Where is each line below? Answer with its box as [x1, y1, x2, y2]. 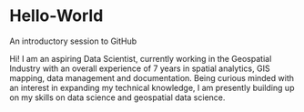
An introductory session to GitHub [9, 36, 137, 46]
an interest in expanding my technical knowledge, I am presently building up [9, 82, 295, 93]
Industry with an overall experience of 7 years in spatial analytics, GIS [9, 63, 270, 74]
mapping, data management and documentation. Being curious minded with [9, 72, 294, 83]
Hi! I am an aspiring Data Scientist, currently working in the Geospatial [9, 53, 272, 64]
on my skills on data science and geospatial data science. [9, 92, 226, 103]
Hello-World [9, 5, 104, 26]
